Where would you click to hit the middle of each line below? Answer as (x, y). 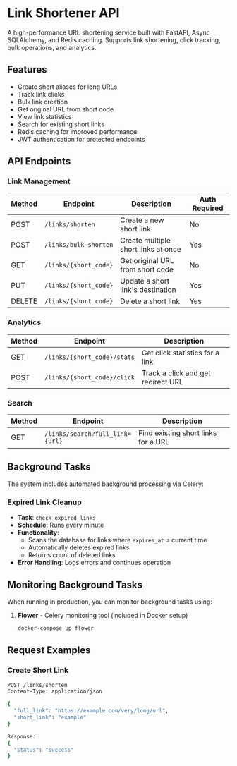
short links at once (150, 250)
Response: (22, 736)
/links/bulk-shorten (79, 245)
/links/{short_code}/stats (90, 357)
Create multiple (145, 241)
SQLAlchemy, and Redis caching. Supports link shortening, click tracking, (114, 39)
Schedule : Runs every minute (61, 525)
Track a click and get (176, 373)
